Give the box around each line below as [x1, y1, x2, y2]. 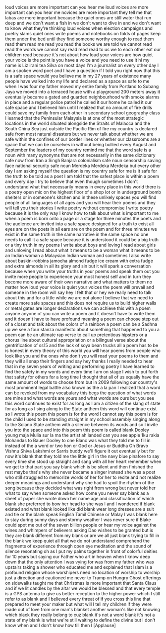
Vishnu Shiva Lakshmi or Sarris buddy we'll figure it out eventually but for [5, 448, 155, 454]
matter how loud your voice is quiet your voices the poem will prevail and [5, 284, 155, 290]
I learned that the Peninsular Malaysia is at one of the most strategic [5, 115, 144, 121]
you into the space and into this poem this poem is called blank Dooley [5, 427, 150, 433]
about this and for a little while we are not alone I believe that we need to [5, 295, 153, 300]
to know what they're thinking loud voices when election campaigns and [5, 25, 153, 31]
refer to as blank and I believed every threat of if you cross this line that [5, 596, 151, 602]
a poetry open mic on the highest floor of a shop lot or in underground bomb [5, 189, 162, 195]
